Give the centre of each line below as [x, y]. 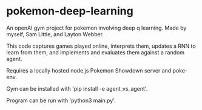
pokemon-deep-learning [70, 11]
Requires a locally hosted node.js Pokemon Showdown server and [89, 70]
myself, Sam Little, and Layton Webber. [55, 34]
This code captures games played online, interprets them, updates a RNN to [101, 46]
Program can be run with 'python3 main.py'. [61, 100]
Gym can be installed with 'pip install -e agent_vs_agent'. [77, 88]
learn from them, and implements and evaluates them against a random [96, 52]
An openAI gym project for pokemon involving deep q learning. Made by [96, 28]
